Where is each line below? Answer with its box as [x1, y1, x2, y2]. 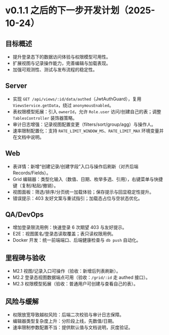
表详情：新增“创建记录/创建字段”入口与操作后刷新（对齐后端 [12, 163, 139, 169]
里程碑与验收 [5, 253, 46, 262]
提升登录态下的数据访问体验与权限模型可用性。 [12, 54, 111, 60]
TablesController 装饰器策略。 [12, 115, 78, 121]
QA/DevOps [5, 210, 44, 219]
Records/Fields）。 [12, 169, 51, 176]
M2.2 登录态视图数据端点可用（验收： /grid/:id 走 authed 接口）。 [12, 274, 151, 280]
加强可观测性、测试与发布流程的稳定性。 [12, 67, 97, 72]
